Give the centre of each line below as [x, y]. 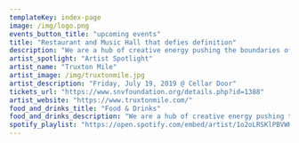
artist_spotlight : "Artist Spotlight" [81, 59]
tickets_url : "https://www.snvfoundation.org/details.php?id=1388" [137, 91]
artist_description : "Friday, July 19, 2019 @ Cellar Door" [123, 83]
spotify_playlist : [43, 125]
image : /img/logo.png [49, 26]
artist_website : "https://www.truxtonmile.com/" [101, 100]
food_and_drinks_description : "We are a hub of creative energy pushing [147, 116]
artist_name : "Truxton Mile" [63, 68]
